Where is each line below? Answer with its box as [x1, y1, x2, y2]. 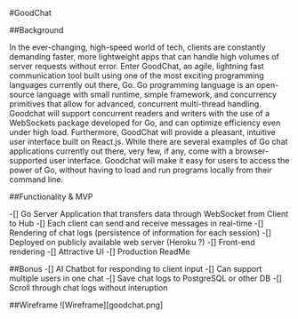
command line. [9, 174, 64, 185]
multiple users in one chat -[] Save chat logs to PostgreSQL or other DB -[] [9, 273, 283, 283]
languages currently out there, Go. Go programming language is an [9, 80, 255, 90]
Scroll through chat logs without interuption [9, 283, 168, 292]
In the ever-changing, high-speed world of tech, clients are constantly [9, 42, 266, 52]
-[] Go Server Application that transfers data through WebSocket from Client [9, 209, 289, 219]
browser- [235, 146, 270, 156]
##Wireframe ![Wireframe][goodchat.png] [9, 299, 164, 310]
